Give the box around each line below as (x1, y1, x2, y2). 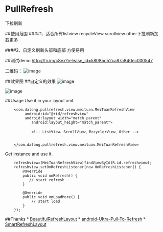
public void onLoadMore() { (23, 194, 80, 199)
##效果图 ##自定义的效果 (5, 78, 56, 84)
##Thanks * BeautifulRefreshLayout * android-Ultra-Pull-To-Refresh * (5, 216, 146, 222)
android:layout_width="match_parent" (24, 116, 102, 120)
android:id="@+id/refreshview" (24, 111, 89, 116)
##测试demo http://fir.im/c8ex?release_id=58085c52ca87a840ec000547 (5, 57, 153, 63)
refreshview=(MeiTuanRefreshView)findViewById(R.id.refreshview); (14, 160, 152, 165)
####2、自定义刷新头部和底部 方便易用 (5, 47, 84, 53)
